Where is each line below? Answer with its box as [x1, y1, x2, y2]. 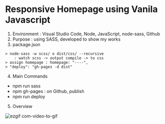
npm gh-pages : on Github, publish [12, 88, 84, 94]
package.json [12, 41, 41, 47]
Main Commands [12, 73, 48, 79]
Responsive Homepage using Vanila [5, 4, 158, 15]
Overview [12, 103, 32, 109]
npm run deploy [12, 93, 45, 99]
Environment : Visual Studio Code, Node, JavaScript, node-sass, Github [12, 31, 160, 37]
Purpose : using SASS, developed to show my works [12, 36, 121, 42]
